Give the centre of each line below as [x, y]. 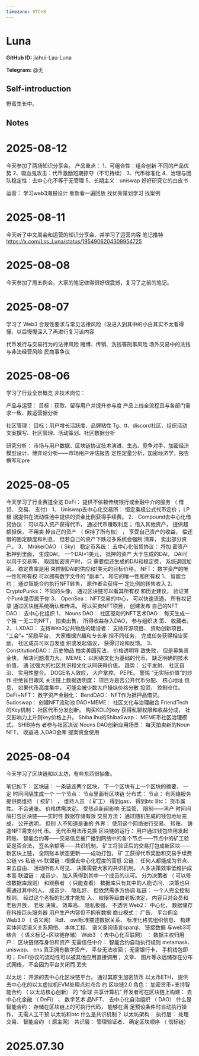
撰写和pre [18, 460]
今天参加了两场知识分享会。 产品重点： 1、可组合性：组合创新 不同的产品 [95, 165]
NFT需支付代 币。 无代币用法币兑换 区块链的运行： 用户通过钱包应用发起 [99, 831]
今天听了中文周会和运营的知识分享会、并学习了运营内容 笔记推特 [85, 235]
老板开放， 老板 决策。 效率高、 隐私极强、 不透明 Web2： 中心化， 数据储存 [99, 905]
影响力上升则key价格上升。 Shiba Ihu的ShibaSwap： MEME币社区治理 [97, 717]
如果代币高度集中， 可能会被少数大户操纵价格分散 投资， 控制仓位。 [100, 688]
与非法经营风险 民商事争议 [38, 352]
